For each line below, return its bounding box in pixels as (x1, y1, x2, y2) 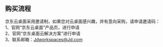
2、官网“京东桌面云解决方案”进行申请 (5, 31, 81, 36)
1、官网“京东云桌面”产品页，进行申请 (5, 24, 80, 30)
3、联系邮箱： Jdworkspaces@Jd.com (5, 36, 83, 42)
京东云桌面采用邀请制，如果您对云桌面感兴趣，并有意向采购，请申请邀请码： (5, 18, 160, 24)
